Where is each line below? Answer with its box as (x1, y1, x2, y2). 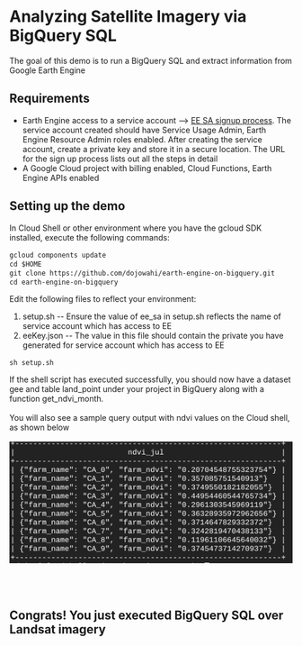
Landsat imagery (9, 622, 106, 637)
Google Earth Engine (9, 65, 85, 76)
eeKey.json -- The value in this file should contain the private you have (22, 330, 284, 341)
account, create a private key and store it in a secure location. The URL (22, 143, 286, 154)
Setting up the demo (9, 198, 126, 214)
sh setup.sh (9, 358, 54, 367)
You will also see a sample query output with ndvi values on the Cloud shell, (9, 412, 290, 423)
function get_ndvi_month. (9, 393, 104, 404)
